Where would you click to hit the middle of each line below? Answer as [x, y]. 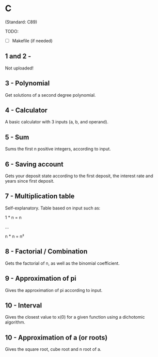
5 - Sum [17, 137]
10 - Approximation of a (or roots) [56, 337]
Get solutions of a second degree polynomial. [50, 95]
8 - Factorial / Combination [46, 251]
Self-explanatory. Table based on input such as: [53, 208]
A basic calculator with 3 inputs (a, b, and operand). [57, 122]
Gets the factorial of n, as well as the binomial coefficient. [62, 263]
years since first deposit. [30, 181]
